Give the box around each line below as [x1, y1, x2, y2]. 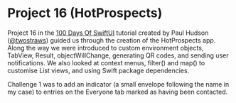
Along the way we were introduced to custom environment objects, [7, 43, 204, 52]
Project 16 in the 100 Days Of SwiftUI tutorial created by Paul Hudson [7, 28, 209, 37]
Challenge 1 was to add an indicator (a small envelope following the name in [7, 80, 230, 88]
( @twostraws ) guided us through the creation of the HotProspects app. [7, 36, 216, 44]
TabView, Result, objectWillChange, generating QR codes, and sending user [7, 51, 229, 60]
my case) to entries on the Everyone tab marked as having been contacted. [7, 87, 228, 96]
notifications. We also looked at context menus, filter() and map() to [7, 58, 205, 67]
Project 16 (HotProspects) [7, 5, 163, 21]
